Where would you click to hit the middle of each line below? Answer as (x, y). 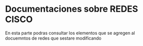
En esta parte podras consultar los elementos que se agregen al (70, 33)
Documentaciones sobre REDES (71, 9)
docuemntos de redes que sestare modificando (54, 38)
